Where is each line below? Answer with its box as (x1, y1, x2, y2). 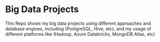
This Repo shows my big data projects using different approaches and (5, 20, 151, 26)
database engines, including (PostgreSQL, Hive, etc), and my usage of (5, 25, 151, 31)
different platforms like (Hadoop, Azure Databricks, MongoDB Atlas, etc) (5, 31, 155, 37)
